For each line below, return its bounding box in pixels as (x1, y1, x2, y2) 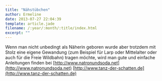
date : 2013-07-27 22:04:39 (5, 16, 61, 21)
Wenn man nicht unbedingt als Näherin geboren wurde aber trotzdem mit (5, 44, 156, 50)
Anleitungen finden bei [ (5, 60, 55, 66)
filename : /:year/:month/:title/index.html (5, 26, 97, 31)
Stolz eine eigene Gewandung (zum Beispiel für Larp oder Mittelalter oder (5, 49, 157, 55)
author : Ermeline (5, 12, 41, 17)
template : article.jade (5, 21, 55, 26)
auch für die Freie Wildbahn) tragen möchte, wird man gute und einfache (5, 55, 155, 60)
